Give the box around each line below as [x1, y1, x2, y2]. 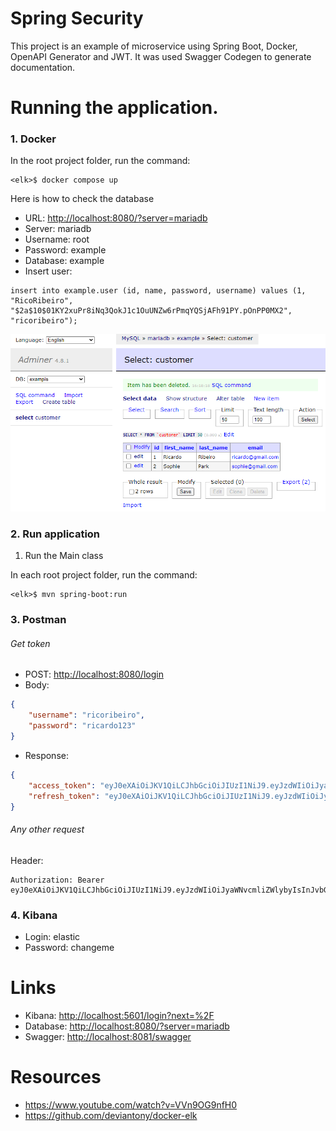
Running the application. [10, 97, 219, 119]
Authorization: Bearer [10, 875, 105, 885]
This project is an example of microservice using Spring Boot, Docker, [10, 40, 298, 52]
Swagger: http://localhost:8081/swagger [24, 1030, 192, 1042]
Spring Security [10, 7, 144, 30]
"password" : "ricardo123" [28, 721, 137, 731]
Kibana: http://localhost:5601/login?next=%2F [24, 1009, 215, 1021]
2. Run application [10, 527, 101, 541]
